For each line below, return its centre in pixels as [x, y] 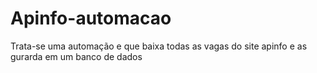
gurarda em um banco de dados [76, 56]
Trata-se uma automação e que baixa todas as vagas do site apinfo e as [159, 46]
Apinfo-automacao [91, 18]
